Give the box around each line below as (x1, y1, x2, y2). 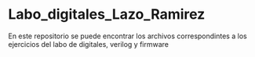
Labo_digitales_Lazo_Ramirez (8, 5, 206, 23)
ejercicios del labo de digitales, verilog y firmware (8, 39, 169, 48)
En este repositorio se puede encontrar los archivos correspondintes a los (8, 31, 247, 41)
